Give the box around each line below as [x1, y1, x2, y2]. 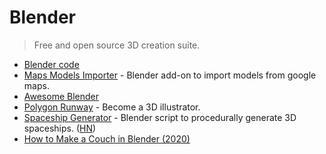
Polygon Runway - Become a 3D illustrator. [23, 101, 201, 113]
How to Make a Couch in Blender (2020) [23, 132, 191, 145]
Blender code [23, 58, 80, 70]
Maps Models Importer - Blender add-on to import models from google [23, 69, 317, 81]
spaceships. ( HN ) [23, 122, 97, 134]
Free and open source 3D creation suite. [33, 39, 201, 51]
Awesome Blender [23, 90, 100, 102]
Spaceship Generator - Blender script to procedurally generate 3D [23, 111, 297, 123]
